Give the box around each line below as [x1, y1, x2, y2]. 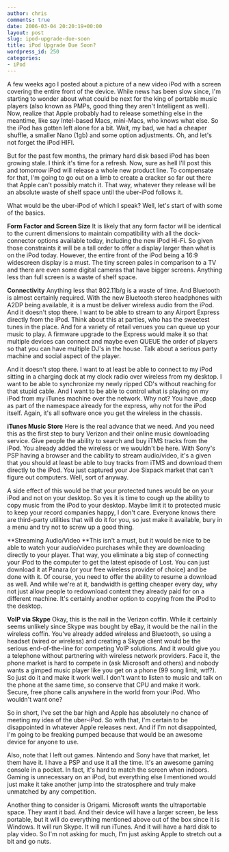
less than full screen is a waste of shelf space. [7, 272, 138, 281]
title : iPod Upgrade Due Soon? [7, 42, 96, 49]
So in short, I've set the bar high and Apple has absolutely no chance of [7, 708, 208, 717]
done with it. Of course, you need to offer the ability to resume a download [7, 572, 217, 580]
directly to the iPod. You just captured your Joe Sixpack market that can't [7, 466, 213, 474]
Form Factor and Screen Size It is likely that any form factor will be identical [7, 222, 221, 230]
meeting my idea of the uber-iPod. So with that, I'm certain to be [7, 715, 188, 724]
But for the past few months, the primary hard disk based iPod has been [7, 152, 210, 160]
